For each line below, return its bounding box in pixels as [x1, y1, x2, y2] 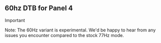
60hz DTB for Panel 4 [5, 4, 73, 12]
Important [5, 17, 25, 23]
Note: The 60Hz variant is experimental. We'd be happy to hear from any [5, 27, 156, 33]
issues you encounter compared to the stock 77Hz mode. [5, 32, 124, 38]
